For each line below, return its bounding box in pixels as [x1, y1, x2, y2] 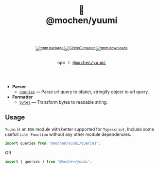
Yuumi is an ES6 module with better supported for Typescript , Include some [5, 126, 155, 132]
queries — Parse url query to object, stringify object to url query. [19, 89, 149, 94]
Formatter [12, 94, 33, 100]
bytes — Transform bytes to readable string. [19, 99, 108, 105]
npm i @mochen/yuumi [57, 60, 106, 65]
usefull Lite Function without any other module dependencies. [5, 131, 132, 137]
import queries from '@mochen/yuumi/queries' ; [5, 141, 101, 146]
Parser [12, 83, 26, 89]
